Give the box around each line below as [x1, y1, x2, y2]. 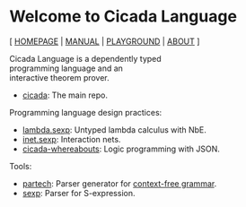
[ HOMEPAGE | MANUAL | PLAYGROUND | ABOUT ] [9, 36, 200, 47]
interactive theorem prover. [9, 72, 110, 82]
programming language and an [9, 63, 124, 73]
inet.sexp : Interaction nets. [22, 134, 121, 144]
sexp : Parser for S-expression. [22, 187, 136, 198]
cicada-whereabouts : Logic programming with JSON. [22, 143, 220, 154]
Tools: [9, 160, 32, 171]
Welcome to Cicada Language [9, 6, 238, 27]
